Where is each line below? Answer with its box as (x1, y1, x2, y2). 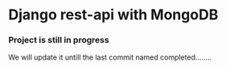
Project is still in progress (8, 35, 110, 46)
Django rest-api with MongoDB (8, 6, 219, 24)
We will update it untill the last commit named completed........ (8, 52, 212, 62)
